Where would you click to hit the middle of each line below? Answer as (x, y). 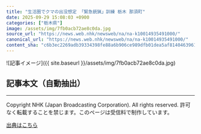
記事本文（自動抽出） (45, 83)
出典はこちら (22, 125)
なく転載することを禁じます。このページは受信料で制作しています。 (89, 112)
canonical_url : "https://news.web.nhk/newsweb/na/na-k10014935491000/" (97, 39)
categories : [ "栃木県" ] (34, 23)
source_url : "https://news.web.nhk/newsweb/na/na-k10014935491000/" (93, 34)
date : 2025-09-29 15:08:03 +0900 (48, 17)
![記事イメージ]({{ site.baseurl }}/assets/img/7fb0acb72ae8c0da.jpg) (91, 63)
